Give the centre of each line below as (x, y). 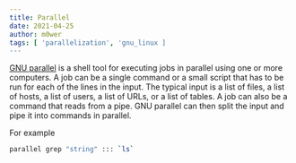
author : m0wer (36, 34)
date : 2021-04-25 (42, 26)
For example (32, 133)
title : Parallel (39, 17)
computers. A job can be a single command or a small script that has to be (147, 78)
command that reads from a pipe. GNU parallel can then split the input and (147, 106)
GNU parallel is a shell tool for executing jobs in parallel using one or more (146, 68)
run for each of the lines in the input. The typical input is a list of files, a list (147, 87)
